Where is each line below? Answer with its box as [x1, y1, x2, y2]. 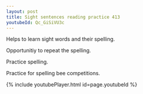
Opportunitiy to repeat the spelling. [6, 47, 92, 54]
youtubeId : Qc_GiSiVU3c [6, 19, 65, 25]
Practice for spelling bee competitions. [6, 70, 100, 77]
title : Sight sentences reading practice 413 [6, 14, 120, 20]
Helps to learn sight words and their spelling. [6, 36, 115, 43]
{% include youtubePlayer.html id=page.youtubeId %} [6, 81, 138, 88]
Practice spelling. [6, 58, 48, 65]
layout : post [6, 8, 38, 15]
